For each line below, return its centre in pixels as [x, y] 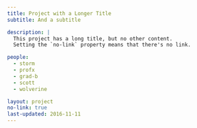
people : [18, 57]
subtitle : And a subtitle [44, 20]
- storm [24, 64]
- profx [24, 70]
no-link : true [27, 108]
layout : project [30, 101]
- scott [24, 83]
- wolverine [30, 89]
